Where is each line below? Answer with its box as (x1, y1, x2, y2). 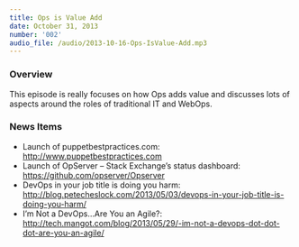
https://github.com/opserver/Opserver (22, 169, 165, 180)
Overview (9, 69, 53, 81)
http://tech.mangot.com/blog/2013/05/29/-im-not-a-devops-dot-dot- (22, 217, 281, 228)
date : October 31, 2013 (9, 22, 99, 31)
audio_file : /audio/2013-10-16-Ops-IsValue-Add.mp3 (9, 38, 207, 48)
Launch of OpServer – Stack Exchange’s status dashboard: (22, 160, 241, 171)
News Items (9, 121, 63, 133)
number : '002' (9, 30, 63, 39)
